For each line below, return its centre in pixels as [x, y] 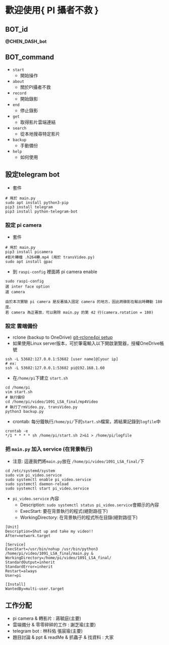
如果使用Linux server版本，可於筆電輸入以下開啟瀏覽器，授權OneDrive [86, 343]
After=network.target [28, 535]
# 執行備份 [15, 397]
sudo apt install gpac [29, 261]
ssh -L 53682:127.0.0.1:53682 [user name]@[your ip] [62, 359]
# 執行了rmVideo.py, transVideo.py [41, 407]
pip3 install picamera [29, 252]
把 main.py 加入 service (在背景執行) [49, 449]
